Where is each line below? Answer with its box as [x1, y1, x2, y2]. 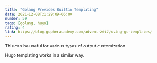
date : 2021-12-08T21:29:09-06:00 [5, 12, 72, 16]
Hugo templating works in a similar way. [5, 52, 85, 58]
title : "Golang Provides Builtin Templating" [5, 7, 98, 12]
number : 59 [5, 16, 27, 21]
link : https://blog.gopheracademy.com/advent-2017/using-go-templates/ [5, 30, 152, 34]
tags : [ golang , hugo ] [5, 20, 49, 26]
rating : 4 [5, 25, 25, 30]
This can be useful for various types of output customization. [5, 43, 127, 48]
